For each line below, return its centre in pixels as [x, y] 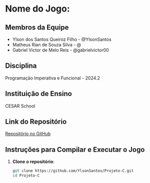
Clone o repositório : [33, 162]
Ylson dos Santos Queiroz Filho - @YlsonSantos [62, 39]
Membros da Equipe [37, 27]
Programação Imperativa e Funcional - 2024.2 [52, 78]
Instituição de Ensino [39, 94]
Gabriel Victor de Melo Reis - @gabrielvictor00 [60, 50]
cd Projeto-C [26, 176]
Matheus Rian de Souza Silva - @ [47, 45]
